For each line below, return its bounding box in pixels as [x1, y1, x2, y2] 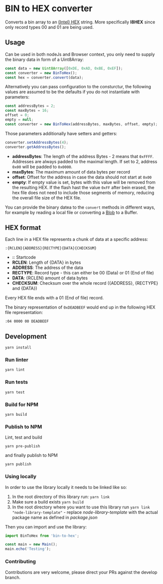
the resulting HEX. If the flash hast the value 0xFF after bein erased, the [12, 184, 155, 190]
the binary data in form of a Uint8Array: [5, 57, 84, 62]
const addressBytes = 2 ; [5, 103, 55, 109]
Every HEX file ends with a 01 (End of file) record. [5, 295, 104, 301]
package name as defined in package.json [12, 514, 98, 520]
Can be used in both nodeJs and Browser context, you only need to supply [5, 51, 155, 57]
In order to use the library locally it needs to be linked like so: [5, 484, 127, 490]
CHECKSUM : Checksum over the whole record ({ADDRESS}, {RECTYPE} [12, 280, 158, 286]
